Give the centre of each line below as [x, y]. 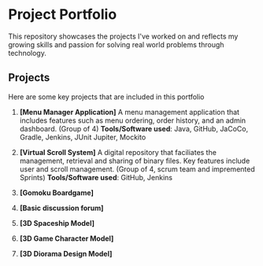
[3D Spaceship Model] [57, 223]
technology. [28, 53]
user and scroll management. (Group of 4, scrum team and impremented [137, 169]
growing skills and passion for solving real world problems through [116, 44]
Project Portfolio [63, 15]
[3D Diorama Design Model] [66, 253]
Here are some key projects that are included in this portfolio [106, 97]
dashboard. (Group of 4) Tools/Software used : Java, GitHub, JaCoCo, [134, 128]
